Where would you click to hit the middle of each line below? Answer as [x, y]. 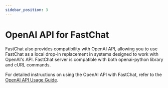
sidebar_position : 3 [27, 10]
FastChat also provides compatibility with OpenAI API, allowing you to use [81, 49]
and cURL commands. [28, 65]
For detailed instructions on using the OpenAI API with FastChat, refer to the [83, 74]
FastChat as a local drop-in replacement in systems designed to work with [82, 54]
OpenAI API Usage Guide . [32, 80]
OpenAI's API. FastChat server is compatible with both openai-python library [84, 59]
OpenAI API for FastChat [57, 34]
